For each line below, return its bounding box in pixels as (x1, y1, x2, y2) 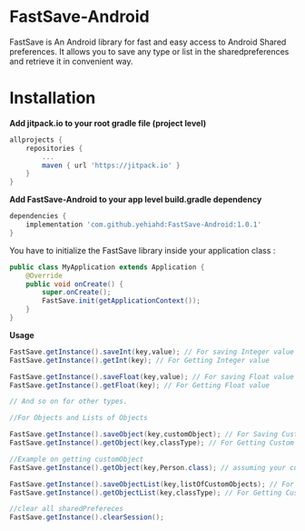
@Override (25, 271, 64, 280)
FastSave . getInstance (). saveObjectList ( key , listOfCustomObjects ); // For (9, 479, 295, 488)
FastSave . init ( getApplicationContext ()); (42, 296, 202, 306)
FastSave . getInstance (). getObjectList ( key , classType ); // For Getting (9, 488, 282, 497)
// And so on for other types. (9, 397, 128, 406)
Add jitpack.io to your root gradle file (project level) (9, 117, 207, 128)
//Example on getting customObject (9, 455, 144, 464)
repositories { (25, 144, 84, 153)
